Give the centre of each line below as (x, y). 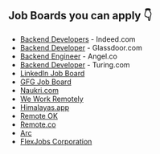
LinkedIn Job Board (52, 73)
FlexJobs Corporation (56, 141)
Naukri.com (39, 90)
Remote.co (38, 124)
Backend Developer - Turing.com (75, 64)
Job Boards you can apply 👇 (80, 16)
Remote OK (39, 115)
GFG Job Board (45, 82)
